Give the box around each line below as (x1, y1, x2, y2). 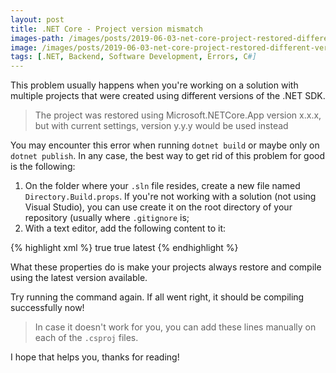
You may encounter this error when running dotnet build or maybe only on (10, 139, 320, 151)
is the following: (10, 161, 76, 173)
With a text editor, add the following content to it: (24, 222, 227, 235)
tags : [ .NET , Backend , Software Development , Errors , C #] (10, 52, 257, 62)
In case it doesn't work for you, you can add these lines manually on (34, 321, 317, 333)
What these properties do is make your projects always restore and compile (10, 261, 322, 273)
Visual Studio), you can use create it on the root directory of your (24, 201, 293, 213)
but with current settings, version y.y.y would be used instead (34, 120, 289, 132)
